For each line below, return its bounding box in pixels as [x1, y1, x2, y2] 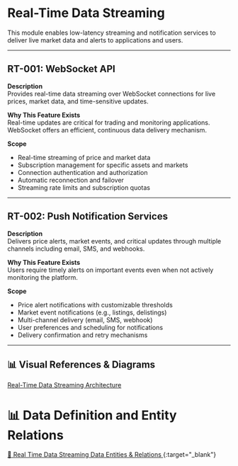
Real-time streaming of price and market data [17, 153, 151, 161]
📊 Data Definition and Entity [7, 407, 177, 423]
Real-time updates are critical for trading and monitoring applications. [7, 118, 210, 127]
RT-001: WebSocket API [7, 63, 115, 75]
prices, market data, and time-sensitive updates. [7, 97, 149, 106]
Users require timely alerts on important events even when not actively [7, 266, 214, 274]
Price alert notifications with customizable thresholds [17, 300, 174, 309]
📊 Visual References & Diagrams [7, 358, 156, 370]
